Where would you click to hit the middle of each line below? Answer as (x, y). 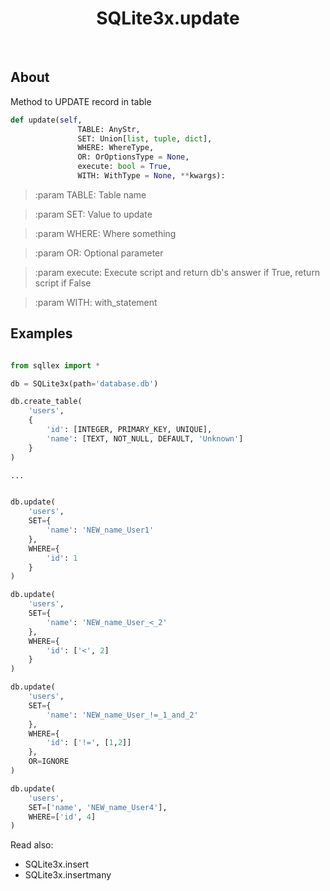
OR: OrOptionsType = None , (133, 157)
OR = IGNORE (49, 762)
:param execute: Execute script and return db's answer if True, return (177, 272)
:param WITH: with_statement (96, 302)
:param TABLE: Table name (90, 194)
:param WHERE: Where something (105, 233)
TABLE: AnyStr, (109, 129)
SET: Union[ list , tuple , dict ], (145, 138)
